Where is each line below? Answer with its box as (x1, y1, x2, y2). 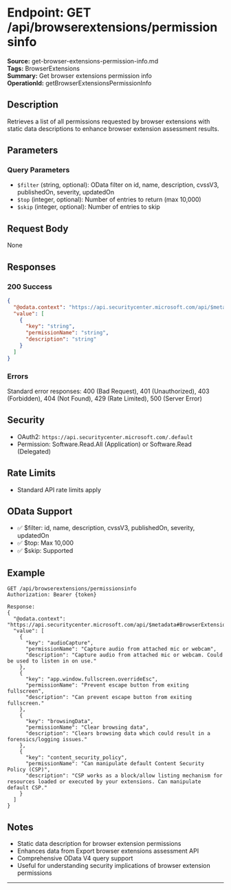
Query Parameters (7, 165, 70, 175)
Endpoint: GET (7, 5, 91, 21)
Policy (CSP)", (7, 767, 51, 773)
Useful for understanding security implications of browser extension (16, 862, 211, 870)
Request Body (7, 223, 69, 234)
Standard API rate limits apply (16, 485, 102, 494)
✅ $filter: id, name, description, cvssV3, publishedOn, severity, (16, 524, 195, 532)
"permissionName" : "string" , (25, 330, 109, 336)
